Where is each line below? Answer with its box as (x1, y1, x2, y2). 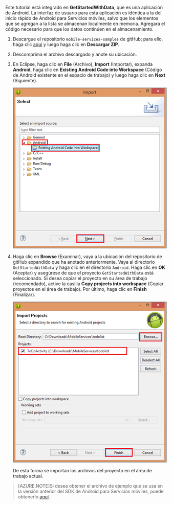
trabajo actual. (12, 473, 44, 479)
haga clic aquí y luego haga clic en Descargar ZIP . (12, 41, 119, 48)
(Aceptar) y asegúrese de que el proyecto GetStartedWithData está (12, 270, 154, 276)
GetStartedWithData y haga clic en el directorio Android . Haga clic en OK (12, 264, 165, 270)
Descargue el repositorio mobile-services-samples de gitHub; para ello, (12, 36, 163, 42)
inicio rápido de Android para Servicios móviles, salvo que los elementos (5, 15, 159, 21)
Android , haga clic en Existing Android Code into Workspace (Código (12, 66, 162, 73)
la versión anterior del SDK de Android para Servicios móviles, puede (17, 488, 164, 495)
